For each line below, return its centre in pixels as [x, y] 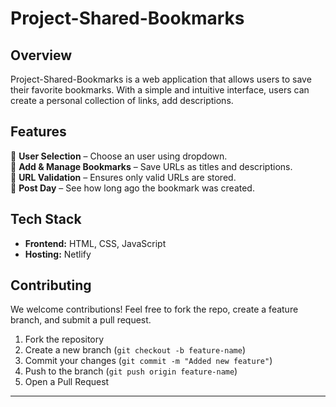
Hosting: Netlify [58, 254]
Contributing [51, 285]
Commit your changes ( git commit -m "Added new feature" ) [148, 361]
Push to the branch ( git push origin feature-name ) [131, 371]
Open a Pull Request [67, 382]
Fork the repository [64, 339]
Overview [41, 55]
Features [38, 132]
